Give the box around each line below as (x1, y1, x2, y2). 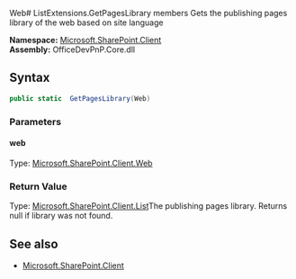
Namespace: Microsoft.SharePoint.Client (9, 35, 162, 45)
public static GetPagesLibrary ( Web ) (9, 94, 151, 103)
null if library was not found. (9, 211, 113, 221)
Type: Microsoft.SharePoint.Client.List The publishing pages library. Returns (9, 201, 288, 211)
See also (9, 236, 58, 251)
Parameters (9, 115, 61, 128)
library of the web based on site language (9, 17, 164, 28)
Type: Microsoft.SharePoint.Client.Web (9, 157, 153, 168)
